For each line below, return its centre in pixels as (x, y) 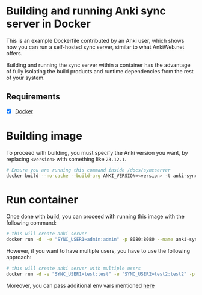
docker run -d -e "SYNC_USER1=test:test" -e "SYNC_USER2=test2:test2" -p (101, 274)
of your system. (26, 78)
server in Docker (49, 24)
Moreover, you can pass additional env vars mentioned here (81, 285)
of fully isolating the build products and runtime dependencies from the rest (100, 71)
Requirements (33, 97)
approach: (19, 258)
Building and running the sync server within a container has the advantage (98, 65)
